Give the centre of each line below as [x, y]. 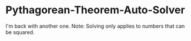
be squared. [20, 32]
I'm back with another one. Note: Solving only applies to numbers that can [95, 26]
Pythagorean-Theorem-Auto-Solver [95, 10]
